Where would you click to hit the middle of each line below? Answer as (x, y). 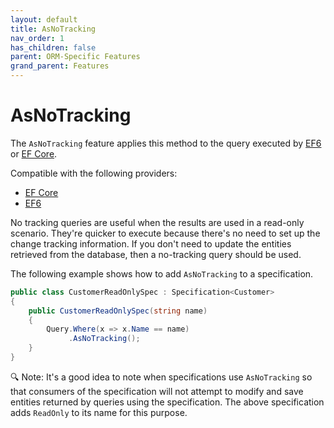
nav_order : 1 (37, 38)
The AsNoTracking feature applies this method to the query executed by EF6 (166, 143)
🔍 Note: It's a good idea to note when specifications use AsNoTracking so (161, 377)
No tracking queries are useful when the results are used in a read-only (157, 222)
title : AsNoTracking (53, 29)
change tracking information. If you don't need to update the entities (151, 243)
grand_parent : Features (60, 66)
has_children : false (53, 47)
